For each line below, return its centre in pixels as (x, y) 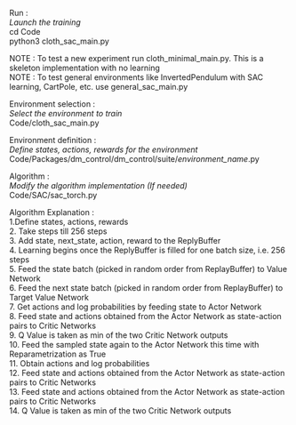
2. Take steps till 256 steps (58, 231)
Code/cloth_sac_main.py (54, 123)
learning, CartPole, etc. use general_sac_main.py (99, 87)
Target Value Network (49, 297)
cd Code (25, 32)
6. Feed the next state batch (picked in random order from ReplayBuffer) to (146, 288)
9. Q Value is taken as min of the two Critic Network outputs (119, 335)
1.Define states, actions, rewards (69, 222)
